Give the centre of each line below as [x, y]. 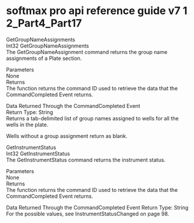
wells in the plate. [27, 124]
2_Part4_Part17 [44, 23]
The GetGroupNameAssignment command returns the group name [87, 52]
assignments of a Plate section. [44, 58]
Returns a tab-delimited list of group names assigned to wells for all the [93, 118]
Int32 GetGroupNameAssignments [48, 46]
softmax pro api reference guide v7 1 [97, 11]
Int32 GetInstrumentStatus [38, 153]
